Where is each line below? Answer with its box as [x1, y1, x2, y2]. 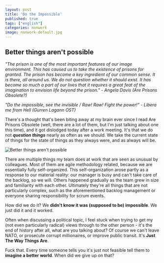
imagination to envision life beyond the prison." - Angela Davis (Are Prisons [5, 87, 158, 93]
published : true [5, 16, 38, 21]
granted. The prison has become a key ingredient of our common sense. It [5, 72, 156, 77]
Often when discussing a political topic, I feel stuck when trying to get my [5, 216, 153, 223]
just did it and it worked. [5, 207, 54, 213]
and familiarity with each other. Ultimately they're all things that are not [5, 182, 148, 188]
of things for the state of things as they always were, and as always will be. [5, 137, 157, 143]
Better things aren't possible [5, 48, 94, 56]
